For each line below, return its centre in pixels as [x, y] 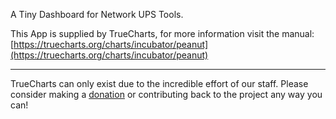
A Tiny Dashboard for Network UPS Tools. [97, 14]
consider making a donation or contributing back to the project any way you [166, 94]
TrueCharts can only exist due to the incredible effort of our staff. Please [159, 83]
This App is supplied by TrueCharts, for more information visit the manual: [162, 33]
